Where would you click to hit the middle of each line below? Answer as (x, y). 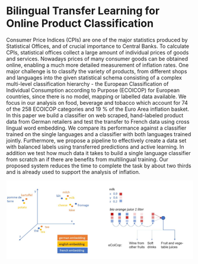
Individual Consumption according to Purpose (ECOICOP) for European (93, 90)
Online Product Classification (80, 23)
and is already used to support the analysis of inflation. (73, 172)
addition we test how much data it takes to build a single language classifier (98, 153)
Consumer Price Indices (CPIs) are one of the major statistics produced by (97, 40)
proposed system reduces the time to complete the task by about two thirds (99, 165)
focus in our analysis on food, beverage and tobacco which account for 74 (97, 102)
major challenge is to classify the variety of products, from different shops (97, 71)
